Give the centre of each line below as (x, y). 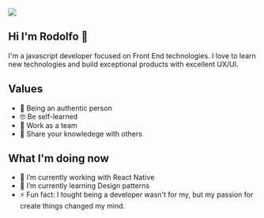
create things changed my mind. (72, 206)
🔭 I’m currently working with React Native (87, 178)
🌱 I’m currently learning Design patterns (85, 186)
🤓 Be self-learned (49, 116)
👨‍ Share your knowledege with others (81, 133)
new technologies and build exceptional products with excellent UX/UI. (123, 64)
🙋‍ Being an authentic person (66, 108)
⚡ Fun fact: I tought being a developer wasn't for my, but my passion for (136, 195)
